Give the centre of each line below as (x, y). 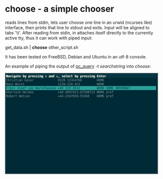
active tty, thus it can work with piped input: (49, 38)
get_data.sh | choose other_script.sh (42, 47)
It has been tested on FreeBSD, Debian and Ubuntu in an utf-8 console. (76, 56)
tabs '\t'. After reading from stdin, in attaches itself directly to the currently (79, 33)
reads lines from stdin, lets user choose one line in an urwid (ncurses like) (79, 22)
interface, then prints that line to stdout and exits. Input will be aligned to (77, 27)
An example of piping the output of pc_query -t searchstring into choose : (78, 66)
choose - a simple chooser (60, 9)
